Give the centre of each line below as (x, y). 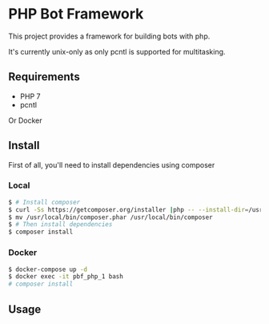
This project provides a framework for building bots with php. (109, 36)
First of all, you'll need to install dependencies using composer (112, 164)
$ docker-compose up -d (48, 269)
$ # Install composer (44, 202)
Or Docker (25, 120)
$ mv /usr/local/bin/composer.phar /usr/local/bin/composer (111, 217)
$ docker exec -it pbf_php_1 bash (66, 277)
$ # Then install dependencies (60, 225)
